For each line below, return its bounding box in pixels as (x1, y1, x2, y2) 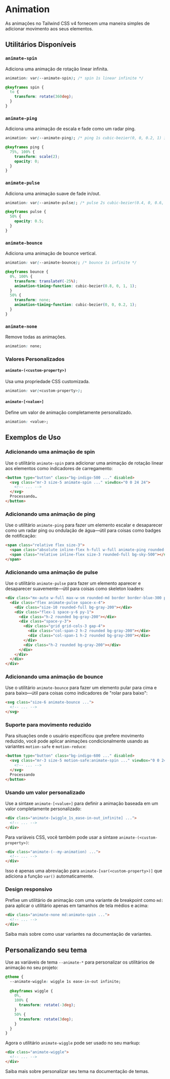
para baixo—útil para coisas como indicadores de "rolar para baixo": (5, 690, 148, 696)
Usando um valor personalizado (5, 788, 85, 796)
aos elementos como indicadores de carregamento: (5, 465, 113, 471)
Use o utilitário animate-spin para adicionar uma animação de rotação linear (5, 460, 163, 466)
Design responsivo (5, 886, 53, 893)
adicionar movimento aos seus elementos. (5, 25, 94, 31)
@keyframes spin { (5, 85, 44, 90)
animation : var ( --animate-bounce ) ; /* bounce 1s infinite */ (5, 260, 137, 265)
